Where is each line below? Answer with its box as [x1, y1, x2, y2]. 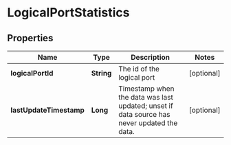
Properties [7, 32, 54, 44]
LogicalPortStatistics [7, 5, 130, 21]
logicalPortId [10, 69, 54, 78]
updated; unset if [118, 101, 173, 111]
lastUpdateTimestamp [10, 105, 85, 115]
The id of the [118, 64, 160, 74]
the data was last [118, 93, 174, 102]
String [91, 69, 112, 78]
